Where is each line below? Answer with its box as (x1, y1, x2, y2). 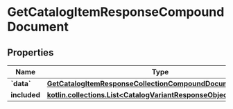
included (10, 90, 40, 99)
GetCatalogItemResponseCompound (7, 4, 225, 20)
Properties (7, 47, 54, 58)
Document (7, 19, 69, 35)
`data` (10, 79, 31, 88)
